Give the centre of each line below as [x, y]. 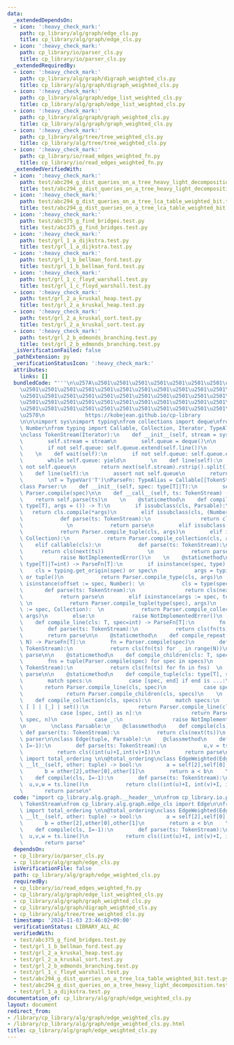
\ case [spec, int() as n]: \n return [115, 713]
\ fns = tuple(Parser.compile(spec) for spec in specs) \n [117, 661]
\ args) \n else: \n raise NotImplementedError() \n [121, 616]
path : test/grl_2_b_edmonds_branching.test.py [88, 338]
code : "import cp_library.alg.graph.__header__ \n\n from [96, 797]
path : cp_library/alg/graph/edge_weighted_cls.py [87, 875]
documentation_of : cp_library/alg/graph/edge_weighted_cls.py [99, 998]
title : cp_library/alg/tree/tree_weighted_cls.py [93, 144]
